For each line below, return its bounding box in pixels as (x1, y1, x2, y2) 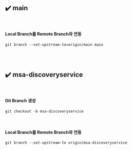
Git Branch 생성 (5, 98, 36, 104)
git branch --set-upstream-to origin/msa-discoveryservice (5, 140, 128, 145)
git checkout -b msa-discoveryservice (5, 109, 84, 114)
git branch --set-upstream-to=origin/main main (5, 42, 104, 47)
